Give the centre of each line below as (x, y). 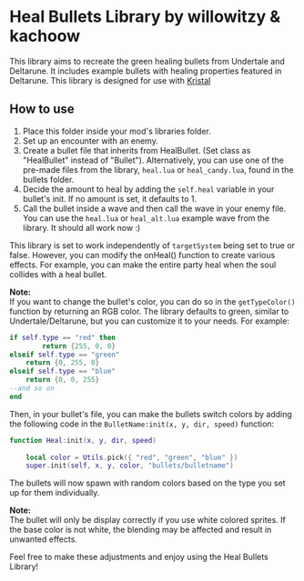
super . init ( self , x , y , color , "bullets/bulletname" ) (130, 466)
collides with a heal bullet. (58, 274)
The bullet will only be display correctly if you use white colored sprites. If (148, 520)
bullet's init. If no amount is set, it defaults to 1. (110, 198)
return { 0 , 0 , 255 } (63, 380)
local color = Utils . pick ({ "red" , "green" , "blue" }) (132, 457)
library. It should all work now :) (81, 227)
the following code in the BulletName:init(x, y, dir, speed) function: (142, 424)
